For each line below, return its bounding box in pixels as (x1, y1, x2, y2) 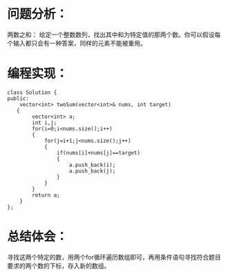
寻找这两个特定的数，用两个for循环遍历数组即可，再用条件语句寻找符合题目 (7, 253, 221, 261)
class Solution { (7, 89, 57, 96)
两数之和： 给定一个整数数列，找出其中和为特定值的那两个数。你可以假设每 (7, 30, 221, 39)
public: (7, 95, 30, 102)
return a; (32, 191, 60, 199)
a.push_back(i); (68, 161, 116, 168)
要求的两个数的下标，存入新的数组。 (7, 262, 111, 270)
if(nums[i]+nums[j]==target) (56, 149, 140, 156)
